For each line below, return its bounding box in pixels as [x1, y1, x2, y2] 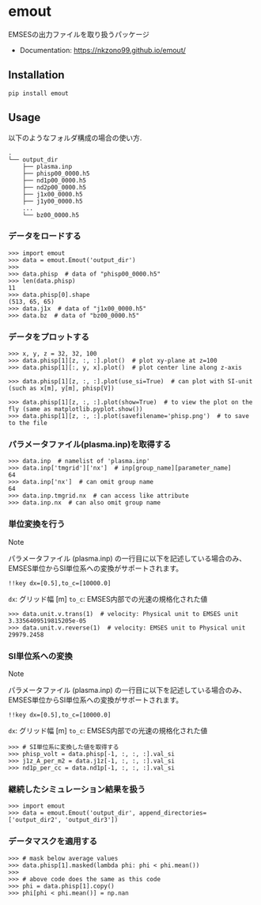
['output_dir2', [8, 816, 62, 824]
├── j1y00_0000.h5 [22, 197, 83, 205]
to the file [8, 419, 47, 428]
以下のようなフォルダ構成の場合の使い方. [8, 133, 142, 143]
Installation [8, 68, 65, 82]
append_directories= [138, 809, 207, 817]
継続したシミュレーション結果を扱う [8, 783, 146, 794]
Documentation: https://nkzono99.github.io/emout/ [19, 45, 186, 55]
